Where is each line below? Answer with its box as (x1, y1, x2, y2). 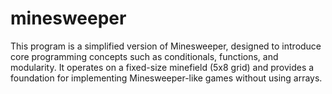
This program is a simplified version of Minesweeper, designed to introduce (10, 40, 322, 52)
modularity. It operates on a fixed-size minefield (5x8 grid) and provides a (10, 61, 315, 73)
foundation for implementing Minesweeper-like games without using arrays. (10, 72, 323, 84)
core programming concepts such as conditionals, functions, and (10, 50, 279, 62)
